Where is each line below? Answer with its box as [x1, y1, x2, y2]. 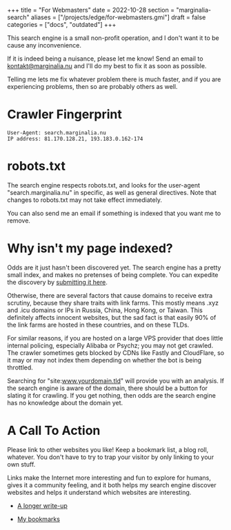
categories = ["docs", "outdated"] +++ [7, 21, 117, 28]
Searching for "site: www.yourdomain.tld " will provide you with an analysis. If [7, 376, 224, 385]
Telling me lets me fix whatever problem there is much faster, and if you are [7, 75, 221, 83]
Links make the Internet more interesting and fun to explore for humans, [7, 473, 212, 482]
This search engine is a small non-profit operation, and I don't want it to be [7, 34, 219, 42]
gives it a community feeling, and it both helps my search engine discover [7, 480, 217, 489]
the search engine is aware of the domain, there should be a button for [7, 384, 208, 392]
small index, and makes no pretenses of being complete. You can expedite [7, 270, 219, 278]
